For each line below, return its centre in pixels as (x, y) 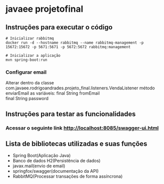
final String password (27, 99)
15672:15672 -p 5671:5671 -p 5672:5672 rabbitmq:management (68, 47)
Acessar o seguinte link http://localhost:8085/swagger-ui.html (82, 128)
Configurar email (26, 72)
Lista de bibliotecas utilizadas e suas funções (76, 144)
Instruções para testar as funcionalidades (71, 114)
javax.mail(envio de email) (39, 166)
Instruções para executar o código (59, 27)
